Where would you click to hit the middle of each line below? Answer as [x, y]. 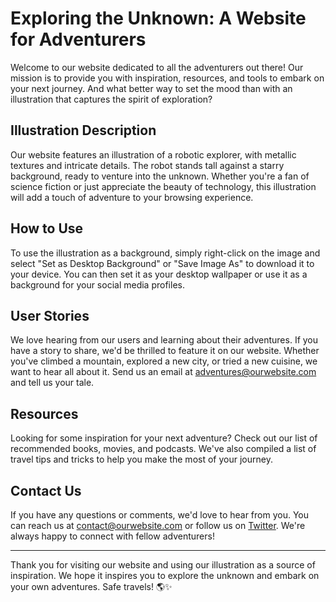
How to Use [47, 228]
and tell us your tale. [52, 383]
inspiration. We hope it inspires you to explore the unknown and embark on [165, 575]
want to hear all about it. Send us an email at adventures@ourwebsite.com [163, 372]
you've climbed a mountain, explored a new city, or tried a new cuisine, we [164, 361]
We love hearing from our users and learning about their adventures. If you [164, 340]
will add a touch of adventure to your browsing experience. [132, 197]
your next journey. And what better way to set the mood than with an [151, 88]
